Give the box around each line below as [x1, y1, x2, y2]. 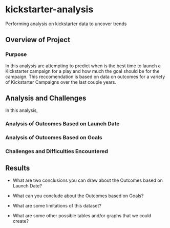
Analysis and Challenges [5, 94, 87, 103]
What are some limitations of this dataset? [12, 203, 101, 209]
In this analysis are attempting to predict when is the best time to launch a [5, 63, 161, 69]
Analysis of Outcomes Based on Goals [5, 134, 102, 141]
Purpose [5, 51, 27, 58]
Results [5, 163, 30, 173]
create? [12, 218, 29, 224]
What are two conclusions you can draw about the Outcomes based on [12, 177, 163, 183]
